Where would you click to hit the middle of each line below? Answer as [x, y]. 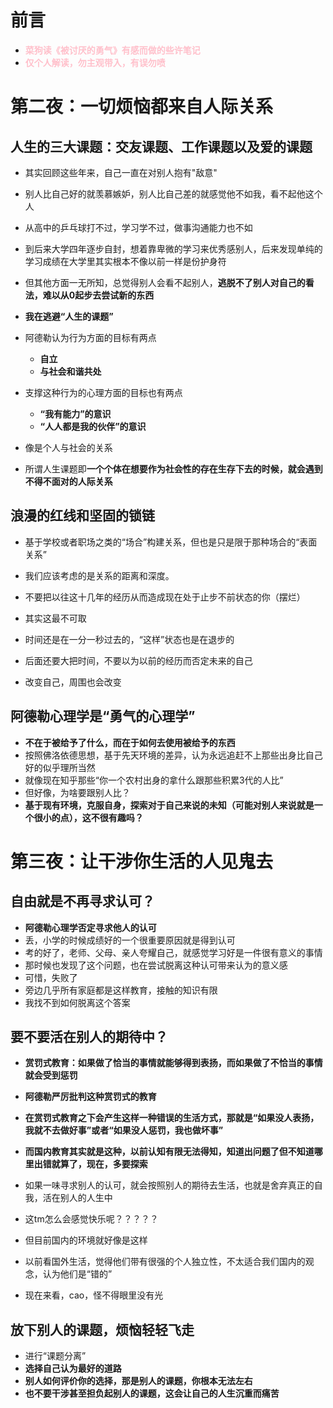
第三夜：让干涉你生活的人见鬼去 [142, 861]
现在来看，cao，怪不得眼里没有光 [94, 1295]
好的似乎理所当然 [60, 767]
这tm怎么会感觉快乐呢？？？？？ [91, 1219]
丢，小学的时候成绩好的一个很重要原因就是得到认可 [130, 940]
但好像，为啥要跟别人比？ [77, 792]
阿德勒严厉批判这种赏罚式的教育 [90, 1097]
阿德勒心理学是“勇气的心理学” [103, 716]
